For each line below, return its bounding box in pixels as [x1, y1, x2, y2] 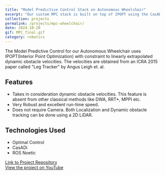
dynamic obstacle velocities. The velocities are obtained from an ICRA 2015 [5, 58, 158, 64]
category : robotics [5, 35, 45, 40]
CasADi [12, 145, 28, 150]
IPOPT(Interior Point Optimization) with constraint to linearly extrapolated [5, 53, 153, 59]
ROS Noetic [12, 149, 36, 155]
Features [5, 78, 33, 87]
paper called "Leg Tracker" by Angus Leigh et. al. [5, 63, 105, 69]
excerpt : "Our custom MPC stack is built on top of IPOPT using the [5, 12, 148, 17]
